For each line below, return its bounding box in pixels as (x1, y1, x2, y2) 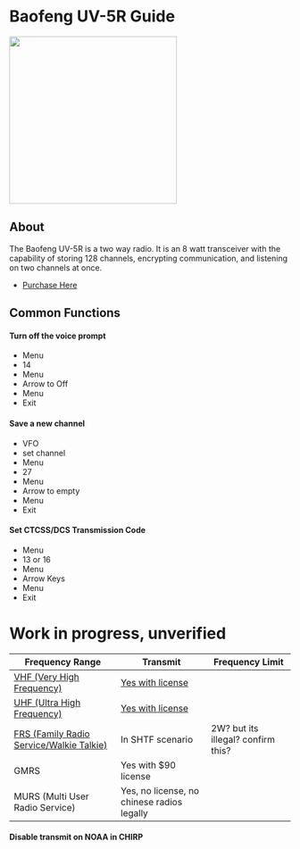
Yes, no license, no (120, 784, 199, 796)
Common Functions (9, 305, 121, 320)
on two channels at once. (9, 262, 103, 273)
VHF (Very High (13, 670, 80, 683)
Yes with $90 (120, 759, 177, 771)
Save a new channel (9, 418, 86, 429)
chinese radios (120, 795, 183, 808)
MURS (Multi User (13, 790, 89, 803)
